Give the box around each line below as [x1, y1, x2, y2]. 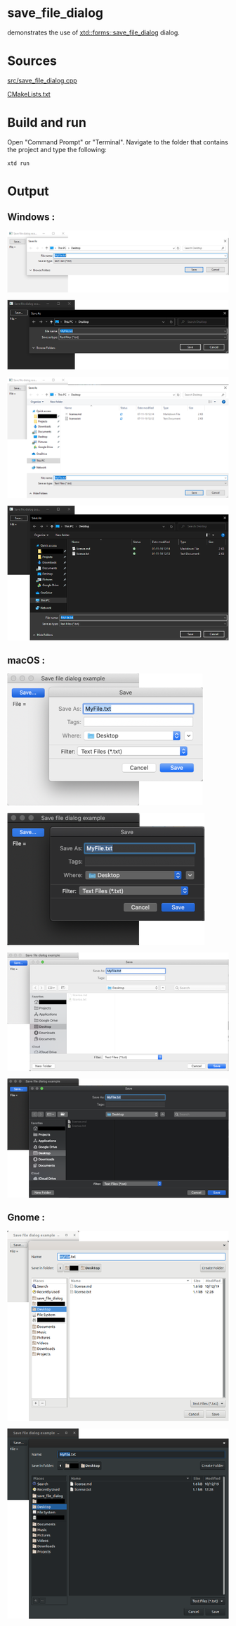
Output [7, 183, 49, 199]
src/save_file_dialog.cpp [7, 76, 77, 85]
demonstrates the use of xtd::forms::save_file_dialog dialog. [7, 28, 181, 37]
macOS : [7, 654, 46, 666]
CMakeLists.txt [7, 89, 51, 98]
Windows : [7, 211, 55, 223]
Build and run [7, 115, 86, 131]
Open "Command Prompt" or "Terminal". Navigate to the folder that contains [7, 137, 228, 146]
